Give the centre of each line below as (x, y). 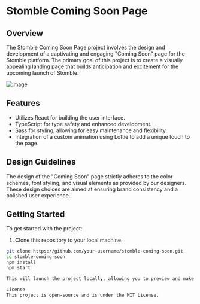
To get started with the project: (44, 229)
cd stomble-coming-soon (36, 257)
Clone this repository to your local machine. (69, 240)
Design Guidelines (41, 162)
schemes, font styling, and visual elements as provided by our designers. (96, 183)
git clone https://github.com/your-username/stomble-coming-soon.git (95, 251)
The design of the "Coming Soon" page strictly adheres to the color (90, 176)
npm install (21, 262)
